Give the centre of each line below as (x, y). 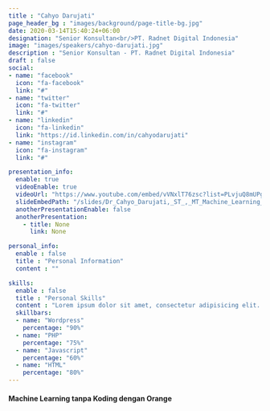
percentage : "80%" (53, 373)
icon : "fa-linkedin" (50, 128)
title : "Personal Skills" (61, 298)
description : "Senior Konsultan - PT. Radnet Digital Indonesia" (122, 53)
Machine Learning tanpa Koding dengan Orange (90, 398)
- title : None (46, 224)
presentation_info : (41, 172)
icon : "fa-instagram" (52, 150)
